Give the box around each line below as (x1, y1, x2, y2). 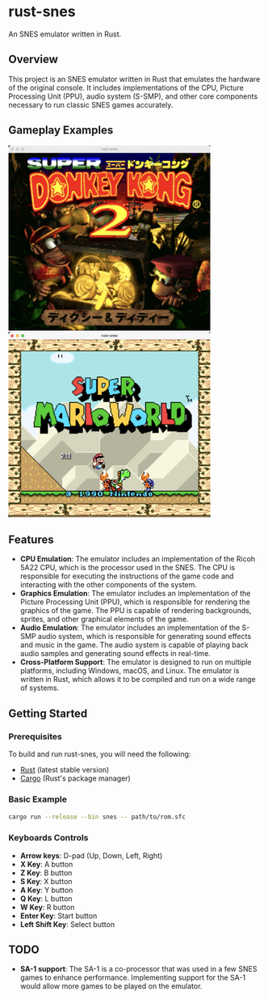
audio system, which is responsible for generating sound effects (37, 632, 252, 641)
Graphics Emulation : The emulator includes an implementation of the (19, 589, 251, 599)
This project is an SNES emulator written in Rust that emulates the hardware (8, 74, 261, 83)
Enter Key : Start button (19, 911, 98, 921)
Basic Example (8, 794, 67, 805)
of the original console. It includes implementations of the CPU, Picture (8, 83, 244, 92)
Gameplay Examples (8, 124, 114, 138)
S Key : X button (19, 876, 73, 886)
